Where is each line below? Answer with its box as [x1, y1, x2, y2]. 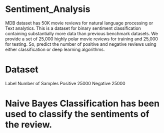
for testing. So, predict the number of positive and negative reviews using [5, 41, 156, 47]
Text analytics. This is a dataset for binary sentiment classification [5, 25, 141, 31]
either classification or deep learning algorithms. [5, 46, 105, 52]
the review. [5, 119, 52, 131]
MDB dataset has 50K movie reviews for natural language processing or [5, 20, 153, 26]
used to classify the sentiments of [5, 109, 149, 120]
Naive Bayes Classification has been [5, 98, 160, 109]
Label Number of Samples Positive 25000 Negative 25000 [5, 80, 126, 86]
